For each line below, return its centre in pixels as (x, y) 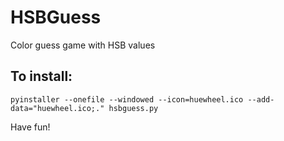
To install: (41, 76)
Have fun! (30, 127)
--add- (261, 99)
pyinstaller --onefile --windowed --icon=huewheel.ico (127, 99)
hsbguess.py (133, 108)
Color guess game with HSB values (83, 45)
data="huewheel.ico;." (57, 108)
